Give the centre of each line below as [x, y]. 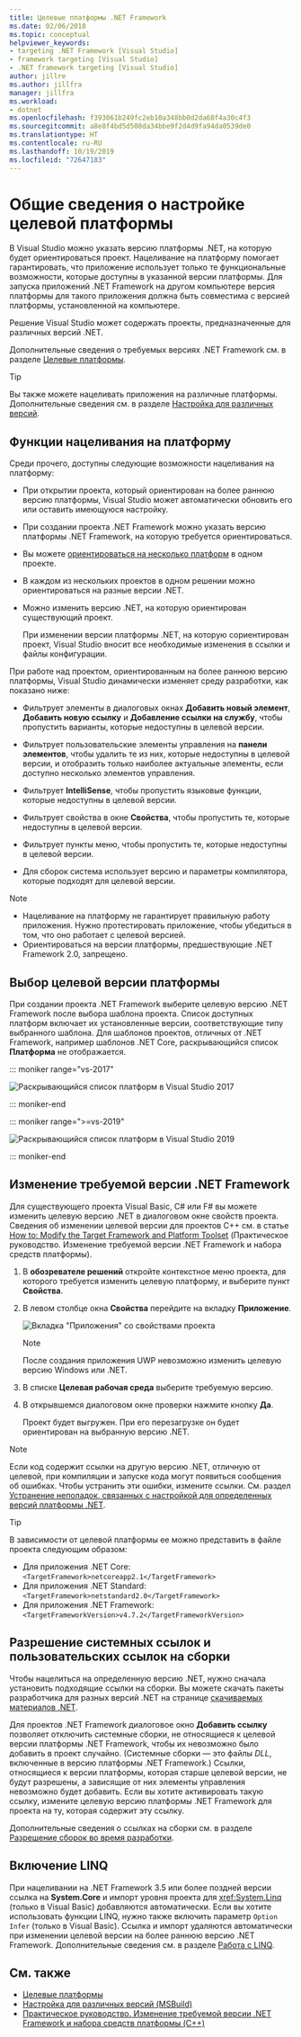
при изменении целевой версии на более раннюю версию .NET [132, 1935]
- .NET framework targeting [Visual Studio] [94, 68]
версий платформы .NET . [58, 1505]
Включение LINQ [59, 1866]
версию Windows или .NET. [75, 1370]
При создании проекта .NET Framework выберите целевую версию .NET [149, 1005]
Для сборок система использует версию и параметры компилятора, [155, 871]
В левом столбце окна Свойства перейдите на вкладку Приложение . [157, 1308]
